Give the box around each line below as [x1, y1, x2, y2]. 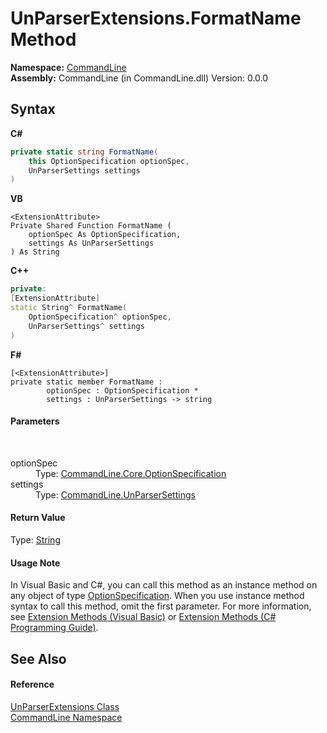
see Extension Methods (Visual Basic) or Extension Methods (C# [10, 611, 277, 623]
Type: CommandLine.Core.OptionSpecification [35, 467, 227, 479]
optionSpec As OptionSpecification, [28, 230, 182, 240]
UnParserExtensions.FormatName [10, 7, 302, 30]
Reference [10, 678, 55, 691]
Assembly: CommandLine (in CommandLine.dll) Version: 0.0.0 [10, 72, 269, 84]
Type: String [10, 533, 61, 546]
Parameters [10, 415, 60, 427]
